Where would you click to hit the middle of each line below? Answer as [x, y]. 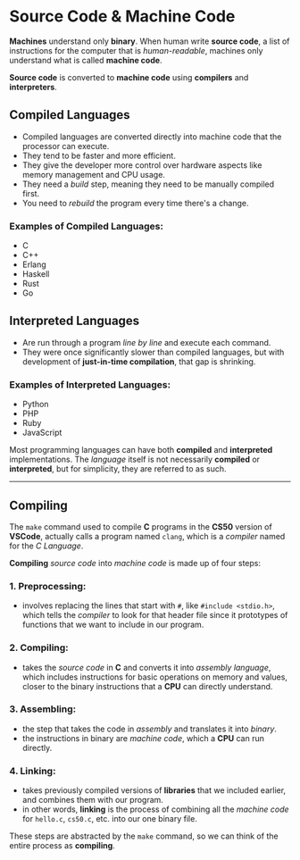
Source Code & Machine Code [122, 17]
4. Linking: [33, 771]
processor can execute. [66, 146]
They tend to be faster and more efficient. [99, 155]
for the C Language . [46, 546]
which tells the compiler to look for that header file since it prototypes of [155, 615]
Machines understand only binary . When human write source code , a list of [150, 41]
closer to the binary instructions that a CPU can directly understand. [147, 686]
